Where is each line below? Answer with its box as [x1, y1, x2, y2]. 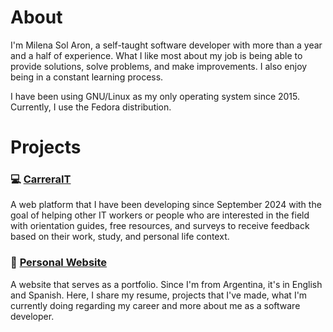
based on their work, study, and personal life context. [10, 231, 230, 243]
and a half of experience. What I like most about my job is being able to [10, 49, 303, 61]
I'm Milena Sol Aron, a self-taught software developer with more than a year [10, 39, 323, 51]
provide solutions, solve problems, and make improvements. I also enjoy [10, 60, 308, 72]
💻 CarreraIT [10, 172, 72, 186]
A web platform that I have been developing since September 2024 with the [10, 199, 322, 211]
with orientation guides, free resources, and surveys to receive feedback [10, 220, 310, 232]
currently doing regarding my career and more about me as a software [10, 299, 301, 311]
